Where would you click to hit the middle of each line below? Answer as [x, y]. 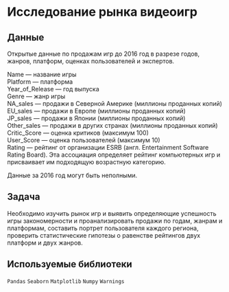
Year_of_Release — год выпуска [53, 89]
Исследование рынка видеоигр [102, 12]
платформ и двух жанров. [45, 243]
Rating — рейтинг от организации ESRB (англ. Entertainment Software [108, 147]
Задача [24, 197]
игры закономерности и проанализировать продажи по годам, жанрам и [115, 221]
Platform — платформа [40, 82]
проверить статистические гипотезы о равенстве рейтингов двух [104, 235]
